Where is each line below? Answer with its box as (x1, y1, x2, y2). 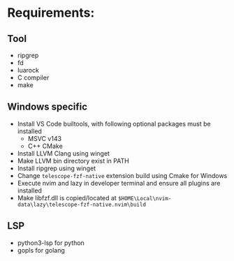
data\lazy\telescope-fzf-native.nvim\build (17, 201, 147, 208)
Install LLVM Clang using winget (17, 149, 110, 158)
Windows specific (7, 101, 88, 113)
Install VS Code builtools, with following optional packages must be (17, 119, 211, 128)
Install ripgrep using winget (17, 164, 96, 172)
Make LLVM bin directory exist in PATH (17, 156, 129, 165)
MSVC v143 (27, 134, 61, 142)
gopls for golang (17, 246, 65, 254)
